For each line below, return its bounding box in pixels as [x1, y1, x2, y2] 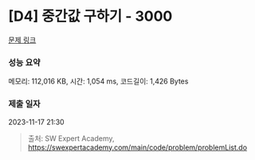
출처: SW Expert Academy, [27, 133, 115, 143]
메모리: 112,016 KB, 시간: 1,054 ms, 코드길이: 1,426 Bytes [8, 76, 189, 86]
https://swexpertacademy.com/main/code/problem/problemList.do [27, 142, 248, 152]
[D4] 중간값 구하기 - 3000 [8, 7, 173, 25]
